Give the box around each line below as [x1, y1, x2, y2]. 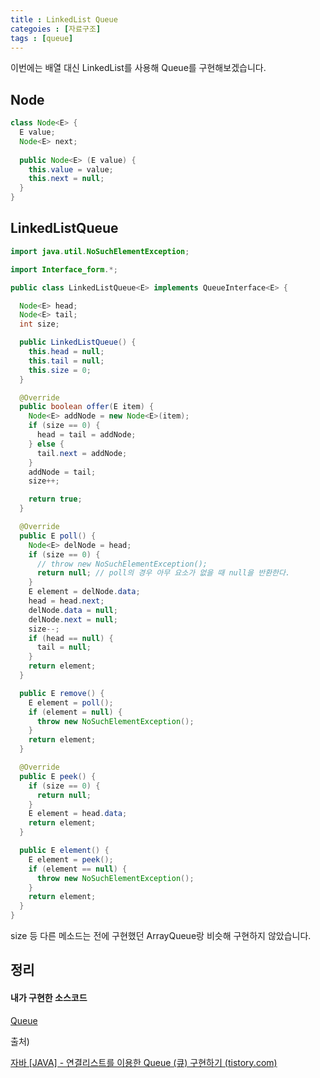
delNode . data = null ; [28, 605, 118, 615]
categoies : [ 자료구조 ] [10, 24, 102, 34]
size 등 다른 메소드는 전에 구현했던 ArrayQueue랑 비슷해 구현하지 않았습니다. [10, 930, 312, 941]
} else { [28, 439, 65, 449]
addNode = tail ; [28, 467, 97, 477]
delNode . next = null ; [28, 614, 118, 625]
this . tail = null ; [28, 356, 105, 366]
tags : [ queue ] [10, 33, 74, 43]
